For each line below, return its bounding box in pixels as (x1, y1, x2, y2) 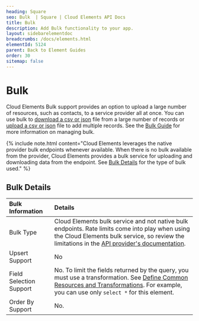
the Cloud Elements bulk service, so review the (54, 232, 185, 240)
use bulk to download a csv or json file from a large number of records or (6, 116, 185, 123)
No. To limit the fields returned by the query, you (54, 266, 189, 274)
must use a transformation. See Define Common (54, 274, 188, 282)
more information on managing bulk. (6, 129, 95, 136)
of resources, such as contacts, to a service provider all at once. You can (6, 110, 185, 117)
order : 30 (6, 53, 31, 59)
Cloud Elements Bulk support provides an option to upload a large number (6, 103, 187, 110)
